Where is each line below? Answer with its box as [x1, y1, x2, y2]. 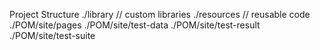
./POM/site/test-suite [9, 30, 96, 41]
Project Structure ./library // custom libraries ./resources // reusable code [9, 9, 311, 20]
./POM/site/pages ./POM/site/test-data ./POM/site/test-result [9, 19, 261, 31]
